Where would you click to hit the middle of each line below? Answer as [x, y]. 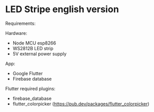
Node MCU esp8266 [34, 43]
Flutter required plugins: [30, 88]
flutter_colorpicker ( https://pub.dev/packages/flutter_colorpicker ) [81, 104]
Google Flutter [28, 73]
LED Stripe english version [62, 9]
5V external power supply [40, 54]
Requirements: [20, 23]
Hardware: [16, 33]
